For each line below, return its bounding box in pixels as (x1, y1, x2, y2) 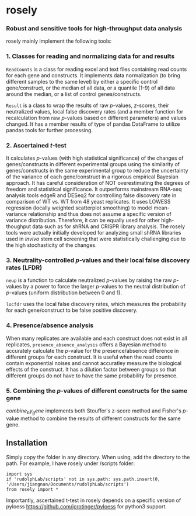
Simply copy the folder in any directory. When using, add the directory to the (6, 453, 190, 460)
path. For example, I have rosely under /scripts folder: (6, 460, 135, 467)
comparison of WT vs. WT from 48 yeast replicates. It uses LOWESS (6, 198, 171, 205)
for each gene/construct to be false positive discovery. (6, 307, 138, 314)
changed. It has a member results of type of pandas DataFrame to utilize (6, 121, 180, 128)
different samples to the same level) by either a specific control (6, 78, 158, 85)
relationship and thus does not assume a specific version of (28, 211, 172, 218)
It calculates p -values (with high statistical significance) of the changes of (6, 154, 184, 161)
